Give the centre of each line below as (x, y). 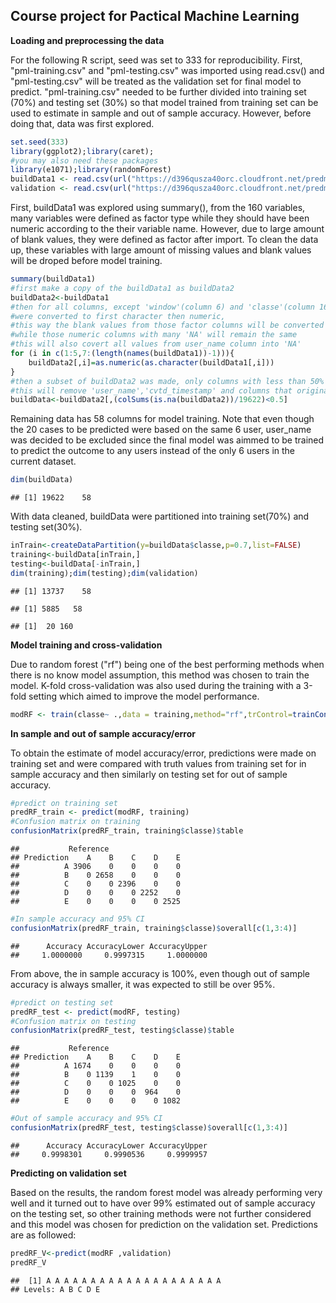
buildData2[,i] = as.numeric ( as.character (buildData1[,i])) (151, 362)
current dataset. (43, 461)
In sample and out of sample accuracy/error (103, 733)
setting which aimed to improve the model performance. (144, 696)
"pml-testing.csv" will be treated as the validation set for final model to (156, 81)
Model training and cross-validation (86, 645)
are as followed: (43, 1235)
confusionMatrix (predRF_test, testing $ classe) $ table (122, 1030)
